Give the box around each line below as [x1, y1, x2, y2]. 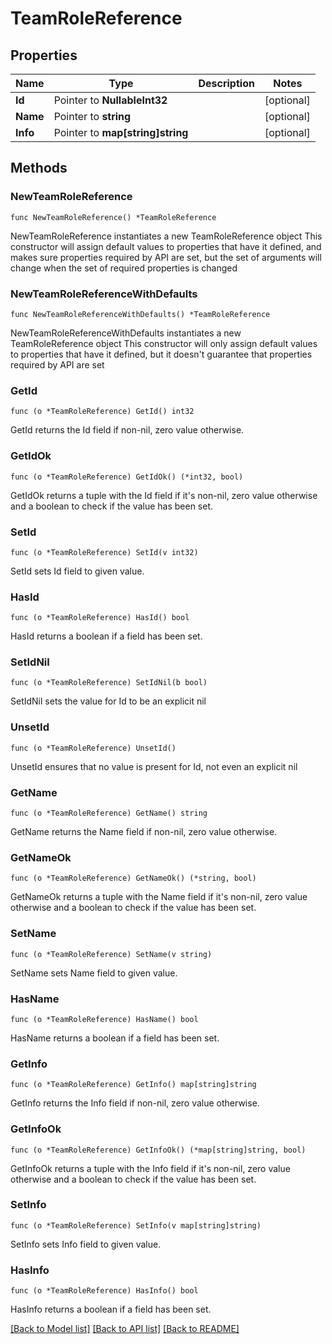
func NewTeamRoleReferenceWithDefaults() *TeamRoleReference [10, 309, 271, 319]
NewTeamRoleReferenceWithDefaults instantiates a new [10, 327, 242, 339]
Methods [10, 160, 68, 177]
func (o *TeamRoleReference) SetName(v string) [10, 949, 213, 959]
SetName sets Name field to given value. [10, 967, 178, 979]
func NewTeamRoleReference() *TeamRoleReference [10, 212, 217, 222]
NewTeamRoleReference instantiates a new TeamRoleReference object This [10, 230, 323, 242]
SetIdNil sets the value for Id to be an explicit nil [10, 695, 207, 707]
